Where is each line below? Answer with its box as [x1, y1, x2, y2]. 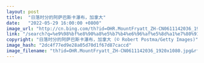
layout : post [6, 8, 39, 15]
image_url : [6, 25, 34, 32]
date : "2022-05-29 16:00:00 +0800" [6, 20, 102, 26]
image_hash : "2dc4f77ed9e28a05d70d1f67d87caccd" [6, 43, 132, 49]
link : [6, 31, 20, 37]
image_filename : [6, 48, 47, 54]
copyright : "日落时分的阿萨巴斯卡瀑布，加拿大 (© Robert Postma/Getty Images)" [6, 37, 199, 43]
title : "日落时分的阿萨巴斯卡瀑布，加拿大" [6, 14, 106, 20]
